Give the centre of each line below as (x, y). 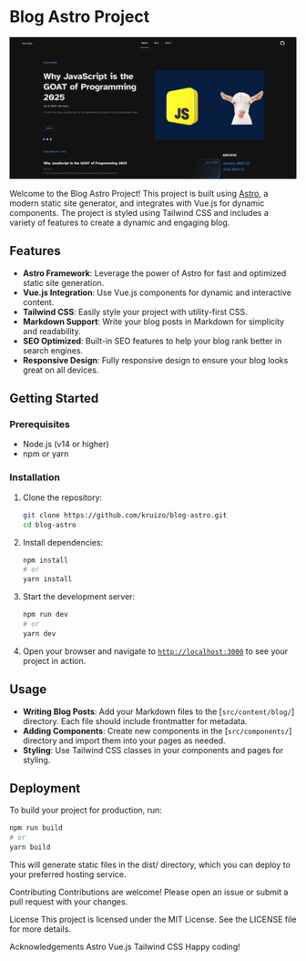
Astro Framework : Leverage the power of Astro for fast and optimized (154, 273)
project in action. (54, 660)
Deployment (45, 788)
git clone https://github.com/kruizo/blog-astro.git (125, 515)
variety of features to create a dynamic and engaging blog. (120, 222)
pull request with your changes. (69, 902)
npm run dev (45, 615)
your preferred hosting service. (68, 874)
